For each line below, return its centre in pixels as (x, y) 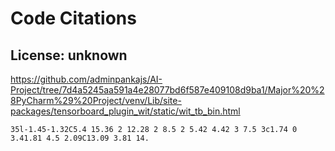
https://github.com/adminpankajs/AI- (86, 79)
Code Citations (73, 18)
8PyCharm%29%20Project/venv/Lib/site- (96, 100)
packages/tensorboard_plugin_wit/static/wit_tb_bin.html (125, 111)
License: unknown (69, 55)
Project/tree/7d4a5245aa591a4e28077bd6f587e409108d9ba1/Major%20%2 (167, 90)
